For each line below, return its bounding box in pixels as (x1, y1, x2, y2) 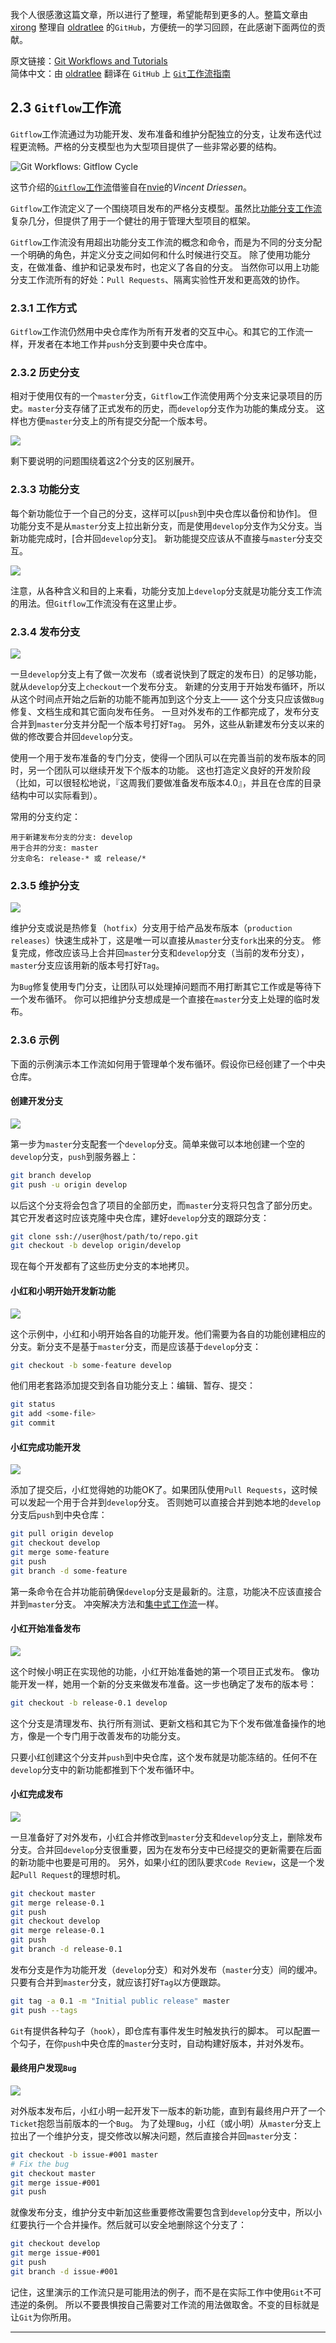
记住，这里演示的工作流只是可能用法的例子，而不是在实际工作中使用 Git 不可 (10, 2286, 322, 2298)
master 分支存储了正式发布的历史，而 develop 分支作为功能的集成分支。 (28, 403, 315, 415)
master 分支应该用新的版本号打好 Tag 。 (10, 959, 165, 972)
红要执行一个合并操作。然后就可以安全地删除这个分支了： (10, 2219, 247, 2231)
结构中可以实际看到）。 (10, 789, 103, 801)
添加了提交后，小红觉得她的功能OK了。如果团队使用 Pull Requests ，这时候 (10, 1484, 318, 1496)
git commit (10, 1418, 56, 1428)
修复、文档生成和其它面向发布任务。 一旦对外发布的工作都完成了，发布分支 (10, 706, 320, 717)
